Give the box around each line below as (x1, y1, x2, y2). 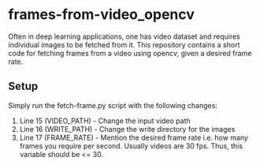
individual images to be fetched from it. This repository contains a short (8, 39, 240, 49)
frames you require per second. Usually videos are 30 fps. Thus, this (19, 141, 243, 151)
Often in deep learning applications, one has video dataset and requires (8, 32, 240, 41)
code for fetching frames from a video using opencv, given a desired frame (8, 48, 252, 58)
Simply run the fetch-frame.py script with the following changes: (8, 100, 218, 110)
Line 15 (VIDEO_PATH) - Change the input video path (19, 116, 191, 126)
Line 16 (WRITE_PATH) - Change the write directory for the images (19, 124, 236, 133)
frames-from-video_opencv (8, 6, 195, 24)
